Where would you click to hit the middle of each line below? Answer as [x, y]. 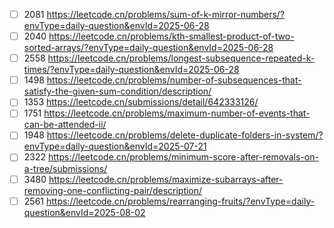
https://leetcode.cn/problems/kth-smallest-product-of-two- [171, 36]
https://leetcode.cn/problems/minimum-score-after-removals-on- [183, 157]
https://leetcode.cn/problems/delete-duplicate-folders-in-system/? [185, 135]
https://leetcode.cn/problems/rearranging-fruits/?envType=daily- [180, 201]
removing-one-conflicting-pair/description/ [113, 190]
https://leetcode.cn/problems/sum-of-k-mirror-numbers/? [166, 14]
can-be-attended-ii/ [65, 125]
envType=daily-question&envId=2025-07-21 [115, 146]
